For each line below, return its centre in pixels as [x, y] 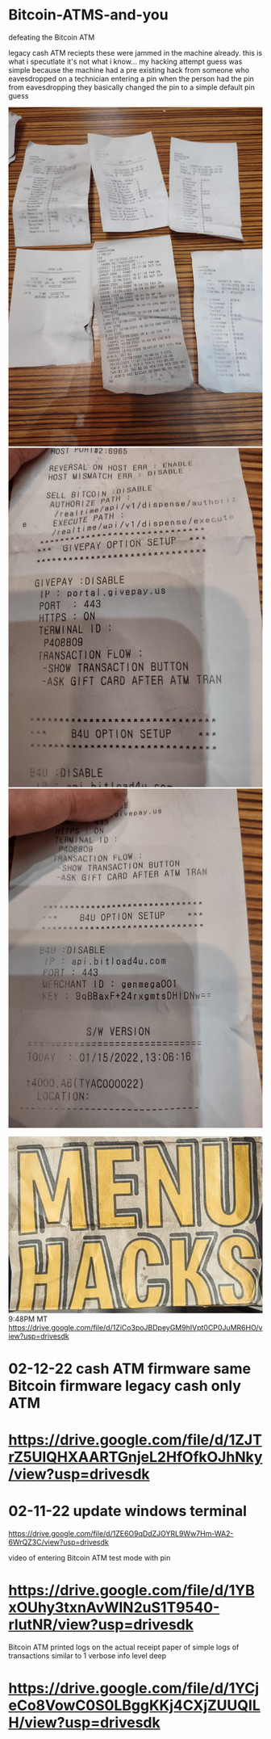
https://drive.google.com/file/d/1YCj [134, 1689]
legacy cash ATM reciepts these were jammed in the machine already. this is [135, 53]
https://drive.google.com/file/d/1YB [132, 1591]
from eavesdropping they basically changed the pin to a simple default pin [132, 87]
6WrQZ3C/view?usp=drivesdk [58, 1542]
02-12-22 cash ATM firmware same [130, 1369]
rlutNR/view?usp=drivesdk [101, 1625]
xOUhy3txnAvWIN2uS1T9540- [114, 1608]
